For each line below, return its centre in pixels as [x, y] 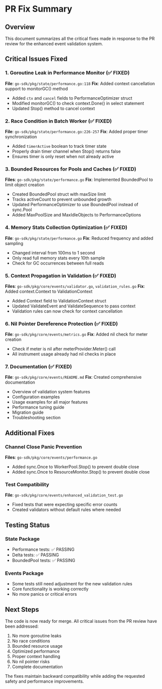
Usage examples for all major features [50, 402]
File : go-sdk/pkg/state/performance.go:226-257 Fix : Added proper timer [77, 131]
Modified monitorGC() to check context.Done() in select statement [78, 103]
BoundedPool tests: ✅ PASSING [44, 561]
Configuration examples [36, 397]
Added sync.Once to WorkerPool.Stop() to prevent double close [75, 467]
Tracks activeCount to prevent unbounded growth [62, 199]
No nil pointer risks [31, 662]
